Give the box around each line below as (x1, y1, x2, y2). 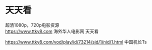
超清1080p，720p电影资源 (5, 22, 59, 28)
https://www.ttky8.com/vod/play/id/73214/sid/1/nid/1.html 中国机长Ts (5, 38, 147, 45)
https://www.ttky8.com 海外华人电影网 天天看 (5, 28, 99, 34)
